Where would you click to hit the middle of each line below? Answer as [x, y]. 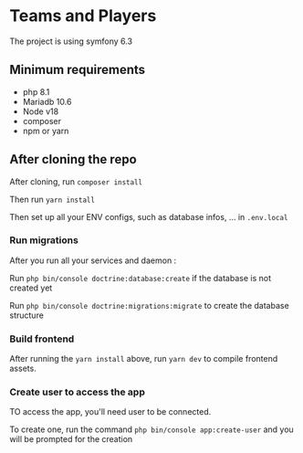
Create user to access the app [78, 392]
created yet [31, 288]
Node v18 [41, 111]
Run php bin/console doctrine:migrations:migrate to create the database [149, 305]
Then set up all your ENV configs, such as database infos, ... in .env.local [149, 216]
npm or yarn [46, 131]
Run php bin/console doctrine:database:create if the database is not [141, 278]
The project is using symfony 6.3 [71, 41]
